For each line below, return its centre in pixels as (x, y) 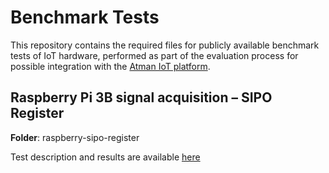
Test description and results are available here (105, 157)
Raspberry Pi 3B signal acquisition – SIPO (141, 97)
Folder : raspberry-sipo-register (75, 137)
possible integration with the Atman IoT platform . (110, 66)
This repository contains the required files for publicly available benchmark (165, 45)
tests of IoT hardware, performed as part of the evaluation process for (154, 55)
